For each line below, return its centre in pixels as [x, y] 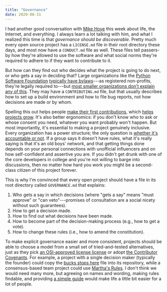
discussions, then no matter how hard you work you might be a [70, 165]
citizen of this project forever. [47, 170]
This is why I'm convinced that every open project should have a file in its [81, 180]
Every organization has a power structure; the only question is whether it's [82, 133]
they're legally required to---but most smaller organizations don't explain [80, 86]
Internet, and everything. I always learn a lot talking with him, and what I [79, 34]
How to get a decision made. [42, 211]
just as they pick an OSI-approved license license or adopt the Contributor [82, 252]
